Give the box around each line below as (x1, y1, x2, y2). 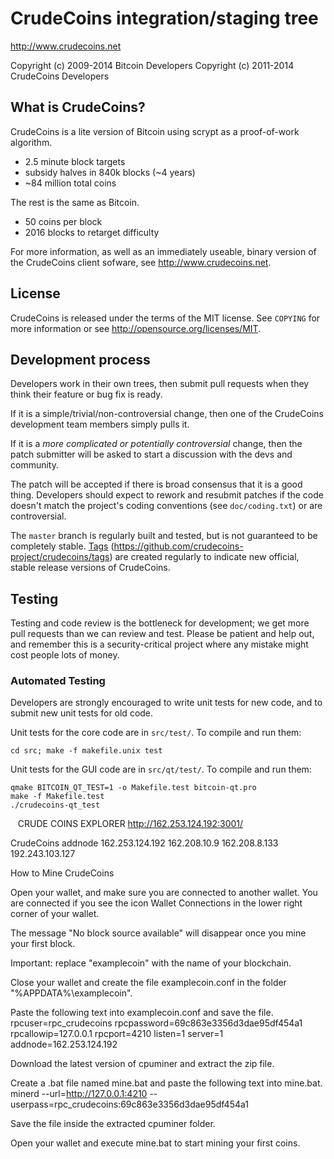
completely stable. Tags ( (10, 540, 115, 552)
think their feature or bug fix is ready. (10, 388, 163, 401)
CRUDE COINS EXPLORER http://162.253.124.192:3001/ (17, 818, 244, 830)
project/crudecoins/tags (10, 551, 110, 563)
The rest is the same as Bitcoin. (10, 196, 140, 208)
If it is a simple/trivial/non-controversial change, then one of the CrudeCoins (10, 408, 325, 420)
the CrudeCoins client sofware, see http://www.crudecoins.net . (10, 256, 272, 268)
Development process (10, 351, 151, 368)
